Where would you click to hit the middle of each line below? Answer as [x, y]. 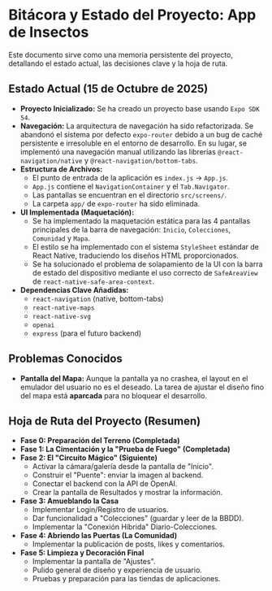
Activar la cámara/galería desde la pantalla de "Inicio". [123, 467]
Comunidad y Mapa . [61, 238]
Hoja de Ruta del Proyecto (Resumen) [105, 421]
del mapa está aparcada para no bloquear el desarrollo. [113, 395]
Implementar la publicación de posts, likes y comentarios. [129, 544]
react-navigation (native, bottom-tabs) [98, 298]
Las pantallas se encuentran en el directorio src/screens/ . [130, 195]
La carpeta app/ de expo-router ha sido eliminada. [116, 203]
